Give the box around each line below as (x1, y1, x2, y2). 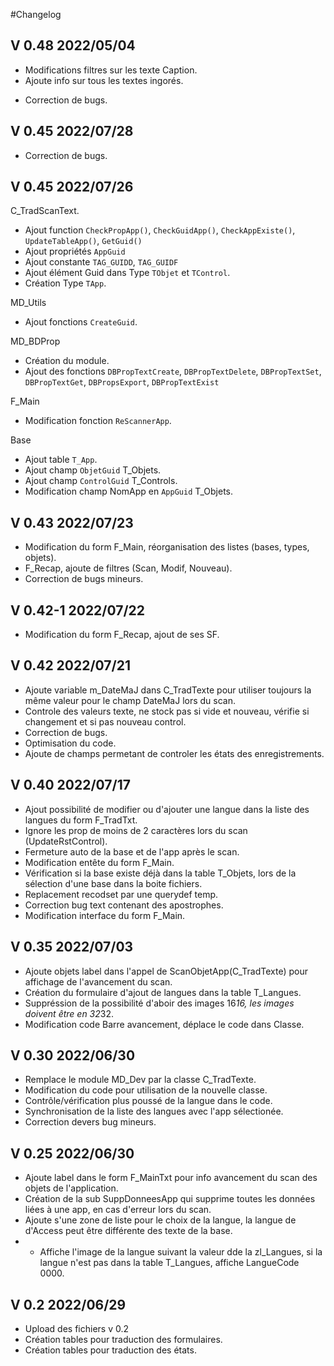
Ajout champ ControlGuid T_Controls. (24, 475, 178, 487)
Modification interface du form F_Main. (24, 909, 186, 921)
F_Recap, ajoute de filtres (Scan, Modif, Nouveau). (24, 562, 233, 574)
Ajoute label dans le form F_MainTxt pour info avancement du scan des (24, 1172, 318, 1184)
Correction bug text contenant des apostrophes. (24, 899, 224, 911)
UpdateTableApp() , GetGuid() (24, 235, 143, 247)
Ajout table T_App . (24, 454, 98, 466)
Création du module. (24, 355, 110, 367)
